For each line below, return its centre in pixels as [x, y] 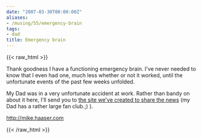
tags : [13, 29]
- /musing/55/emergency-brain [44, 23]
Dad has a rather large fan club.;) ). [50, 106]
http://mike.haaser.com [35, 118]
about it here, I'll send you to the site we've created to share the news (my [98, 100]
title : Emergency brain [36, 40]
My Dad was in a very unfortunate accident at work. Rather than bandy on [98, 93]
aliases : [17, 18]
